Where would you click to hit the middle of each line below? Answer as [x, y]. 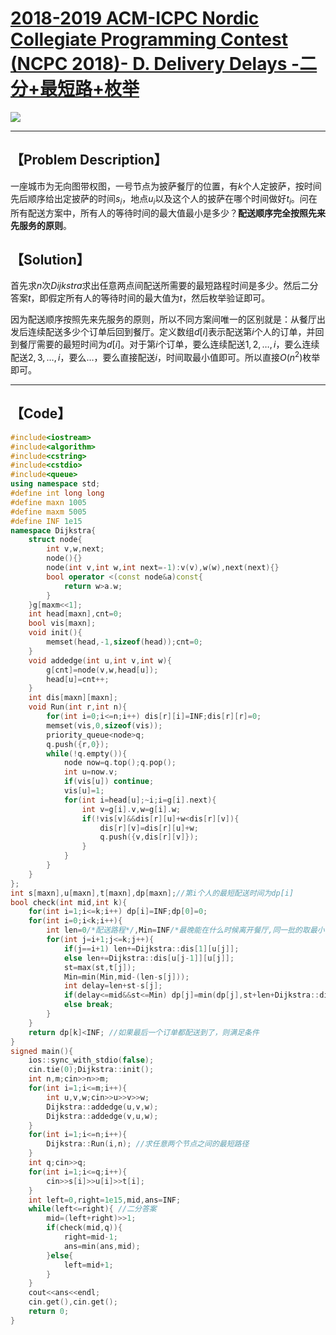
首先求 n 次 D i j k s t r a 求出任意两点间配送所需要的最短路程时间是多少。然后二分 [164, 286]
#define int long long [57, 493]
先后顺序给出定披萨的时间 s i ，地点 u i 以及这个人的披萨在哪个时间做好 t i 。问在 [164, 199]
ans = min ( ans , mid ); [102, 1246]
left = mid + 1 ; [88, 1265]
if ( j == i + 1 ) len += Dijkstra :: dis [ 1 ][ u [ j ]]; [151, 948]
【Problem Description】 [89, 160]
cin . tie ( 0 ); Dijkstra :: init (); [91, 1070]
